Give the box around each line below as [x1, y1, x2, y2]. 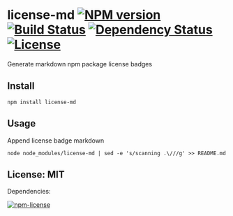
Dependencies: [7, 187, 51, 196]
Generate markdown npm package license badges [7, 59, 152, 68]
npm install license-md [7, 99, 77, 106]
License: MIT [7, 168, 65, 180]
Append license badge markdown [7, 136, 105, 145]
